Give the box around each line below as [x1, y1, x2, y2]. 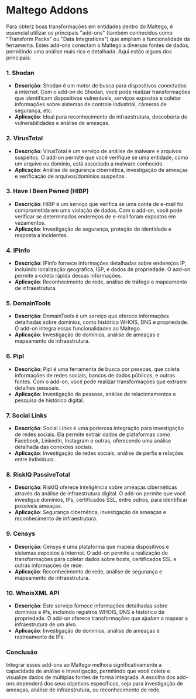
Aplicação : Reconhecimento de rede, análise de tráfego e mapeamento [14, 278, 187, 285]
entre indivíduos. [14, 456, 56, 463]
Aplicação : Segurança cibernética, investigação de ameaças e [14, 509, 167, 516]
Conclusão [6, 648, 38, 656]
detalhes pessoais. [14, 384, 60, 391]
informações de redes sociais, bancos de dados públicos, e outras [14, 372, 176, 379]
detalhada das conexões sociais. [14, 444, 94, 451]
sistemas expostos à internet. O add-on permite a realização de [14, 549, 169, 556]
